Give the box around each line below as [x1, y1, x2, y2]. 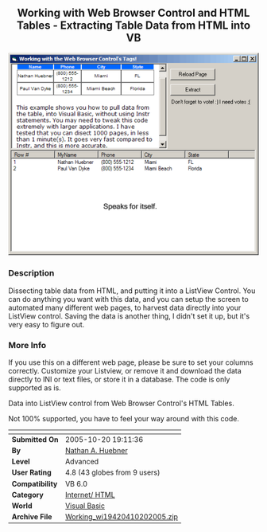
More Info [8, 339, 47, 350]
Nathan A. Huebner [64, 445, 129, 455]
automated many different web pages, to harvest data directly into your [8, 303, 242, 312]
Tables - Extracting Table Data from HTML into [16, 19, 251, 33]
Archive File [11, 512, 52, 522]
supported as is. [8, 382, 61, 393]
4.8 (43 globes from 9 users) [64, 467, 161, 477]
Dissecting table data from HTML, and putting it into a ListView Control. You [8, 286, 256, 295]
